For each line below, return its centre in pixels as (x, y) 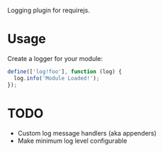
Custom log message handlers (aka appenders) (87, 133)
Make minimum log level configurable (72, 141)
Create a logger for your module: (55, 58)
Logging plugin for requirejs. (49, 10)
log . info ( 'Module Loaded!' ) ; (57, 78)
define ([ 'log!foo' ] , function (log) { (64, 71)
